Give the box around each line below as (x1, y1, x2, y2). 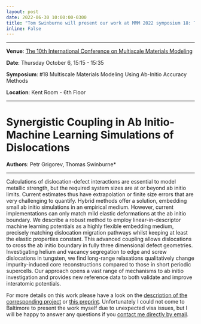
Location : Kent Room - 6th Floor (6, 89, 86, 96)
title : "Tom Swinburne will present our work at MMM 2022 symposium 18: (6, 20, 191, 26)
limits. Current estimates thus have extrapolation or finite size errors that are (6, 191, 194, 198)
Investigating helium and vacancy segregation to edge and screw (6, 248, 167, 256)
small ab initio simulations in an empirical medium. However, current (6, 203, 174, 211)
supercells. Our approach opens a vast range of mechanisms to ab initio (6, 268, 184, 275)
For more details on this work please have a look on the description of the (6, 292, 188, 299)
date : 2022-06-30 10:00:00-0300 (6, 14, 87, 20)
